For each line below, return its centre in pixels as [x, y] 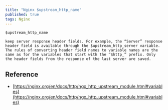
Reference [22, 74]
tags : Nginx [18, 19]
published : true [22, 14]
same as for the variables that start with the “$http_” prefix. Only [80, 55]
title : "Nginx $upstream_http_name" [43, 10]
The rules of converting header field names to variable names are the [81, 50]
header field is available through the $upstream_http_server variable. [83, 46]
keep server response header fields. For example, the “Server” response [84, 41]
